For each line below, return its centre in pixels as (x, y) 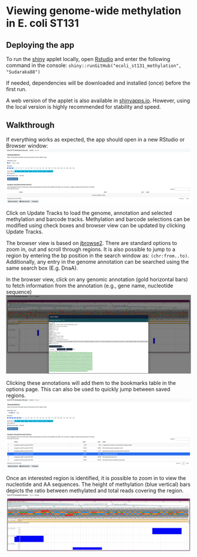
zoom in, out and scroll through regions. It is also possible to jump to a (91, 249)
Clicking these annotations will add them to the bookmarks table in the (91, 382)
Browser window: (27, 146)
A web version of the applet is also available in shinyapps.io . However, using (98, 100)
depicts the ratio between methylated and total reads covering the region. (95, 490)
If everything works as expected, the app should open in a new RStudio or (96, 139)
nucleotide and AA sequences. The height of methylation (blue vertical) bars (98, 484)
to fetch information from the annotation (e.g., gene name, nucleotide (90, 286)
